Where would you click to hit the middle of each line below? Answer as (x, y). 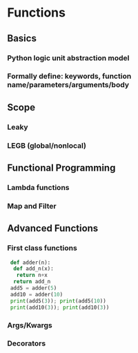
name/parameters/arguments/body (68, 85)
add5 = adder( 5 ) (33, 288)
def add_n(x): (33, 269)
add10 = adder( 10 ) (37, 294)
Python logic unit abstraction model (68, 58)
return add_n (32, 282)
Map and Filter (32, 206)
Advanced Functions (53, 228)
